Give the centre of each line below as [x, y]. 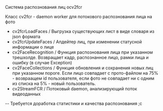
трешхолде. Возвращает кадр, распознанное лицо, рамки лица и [80, 57]
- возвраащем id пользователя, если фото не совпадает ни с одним [83, 78]
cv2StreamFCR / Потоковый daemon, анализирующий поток [75, 89]
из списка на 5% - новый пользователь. [54, 83]
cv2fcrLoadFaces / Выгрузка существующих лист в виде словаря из [83, 31]
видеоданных [26, 94]
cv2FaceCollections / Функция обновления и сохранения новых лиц [82, 68]
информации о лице [33, 47]
